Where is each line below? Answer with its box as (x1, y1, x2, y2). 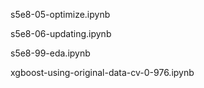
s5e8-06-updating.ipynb (10, 28, 112, 39)
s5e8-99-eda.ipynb (10, 47, 91, 59)
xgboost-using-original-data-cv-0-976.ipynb (10, 67, 195, 78)
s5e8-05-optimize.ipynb (10, 9, 111, 20)
